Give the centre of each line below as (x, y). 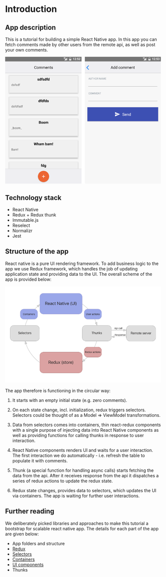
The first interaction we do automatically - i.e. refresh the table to (79, 455)
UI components (28, 565)
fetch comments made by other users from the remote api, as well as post (80, 45)
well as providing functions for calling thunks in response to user (78, 435)
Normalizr (22, 230)
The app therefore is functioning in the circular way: (58, 390)
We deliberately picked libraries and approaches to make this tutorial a (77, 523)
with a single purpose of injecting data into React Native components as (85, 430)
